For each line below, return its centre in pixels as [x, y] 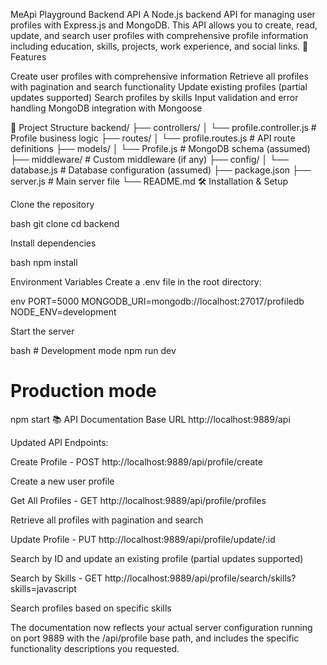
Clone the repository [52, 204]
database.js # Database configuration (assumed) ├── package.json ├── [161, 170]
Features [28, 57]
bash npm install [44, 262]
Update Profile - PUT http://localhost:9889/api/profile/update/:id [143, 539]
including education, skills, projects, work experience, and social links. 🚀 [159, 46]
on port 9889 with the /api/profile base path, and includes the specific [155, 638]
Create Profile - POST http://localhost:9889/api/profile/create [136, 461]
